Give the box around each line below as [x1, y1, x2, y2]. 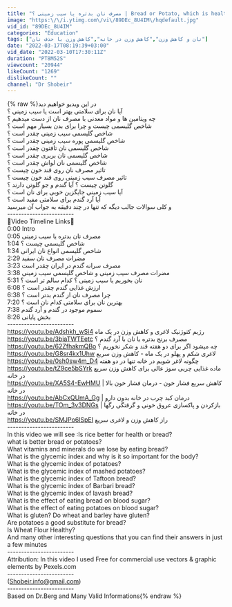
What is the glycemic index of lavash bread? [7, 489, 133, 498]
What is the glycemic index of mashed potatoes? [7, 467, 146, 476]
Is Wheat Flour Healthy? [7, 526, 76, 534]
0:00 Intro [7, 225, 36, 233]
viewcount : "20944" [7, 62, 64, 68]
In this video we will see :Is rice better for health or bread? [7, 430, 173, 439]
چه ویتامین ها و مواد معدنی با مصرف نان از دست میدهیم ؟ [7, 115, 156, 123]
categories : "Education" [7, 29, 79, 37]
